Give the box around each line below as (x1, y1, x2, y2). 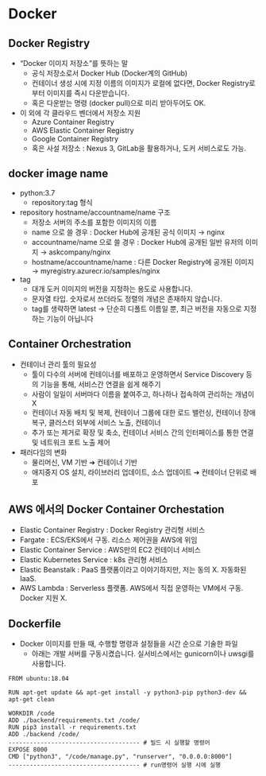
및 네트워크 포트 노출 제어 (31, 437, 111, 447)
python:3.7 (19, 188, 56, 197)
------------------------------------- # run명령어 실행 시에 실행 (8, 761, 221, 770)
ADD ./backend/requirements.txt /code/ (8, 716, 141, 724)
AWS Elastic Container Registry (31, 126, 134, 135)
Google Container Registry (31, 134, 119, 143)
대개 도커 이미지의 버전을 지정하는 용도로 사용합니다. (31, 284, 193, 293)
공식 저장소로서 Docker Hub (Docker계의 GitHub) (31, 68, 188, 78)
